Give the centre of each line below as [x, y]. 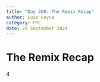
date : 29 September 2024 [37, 28]
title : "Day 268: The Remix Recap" [50, 12]
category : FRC [24, 23]
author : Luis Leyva [30, 17]
